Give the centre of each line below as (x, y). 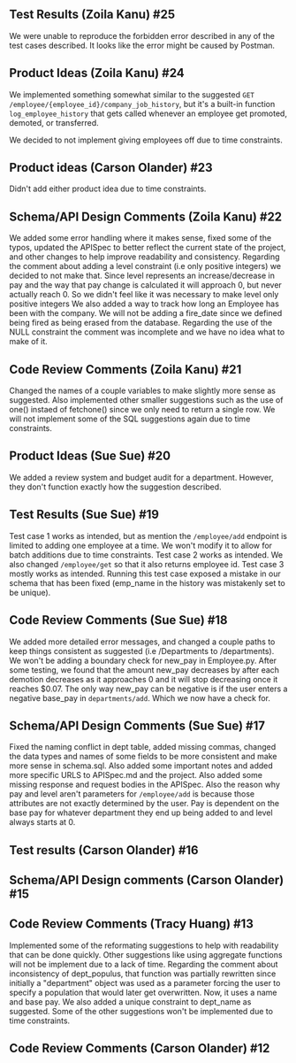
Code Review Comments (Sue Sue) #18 (118, 620)
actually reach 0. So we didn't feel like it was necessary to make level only (144, 295)
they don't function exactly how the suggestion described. (116, 487)
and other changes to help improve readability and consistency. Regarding (144, 257)
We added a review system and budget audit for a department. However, (141, 477)
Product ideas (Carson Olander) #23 (111, 168)
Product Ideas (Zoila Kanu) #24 (97, 73)
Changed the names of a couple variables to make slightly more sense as (143, 391)
